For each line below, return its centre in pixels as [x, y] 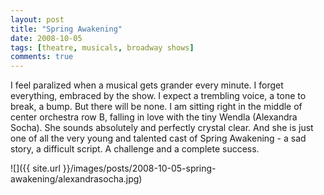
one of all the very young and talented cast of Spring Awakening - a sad [158, 138]
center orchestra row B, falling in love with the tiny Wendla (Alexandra [154, 117]
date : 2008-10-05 [46, 38]
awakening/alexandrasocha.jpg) [76, 179]
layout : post [37, 19]
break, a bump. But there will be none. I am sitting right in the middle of [156, 107]
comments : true [42, 57]
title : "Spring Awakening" [66, 29]
